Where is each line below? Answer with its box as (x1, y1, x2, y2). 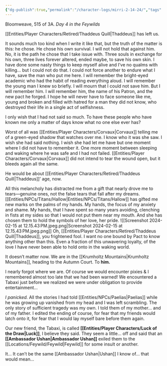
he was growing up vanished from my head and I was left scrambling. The (5, 299, 157, 305)
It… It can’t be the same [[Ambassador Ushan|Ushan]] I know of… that (5, 350, 149, 356)
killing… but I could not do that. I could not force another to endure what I (5, 67, 156, 73)
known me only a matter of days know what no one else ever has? (5, 119, 141, 125)
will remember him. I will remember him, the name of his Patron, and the (5, 88, 153, 94)
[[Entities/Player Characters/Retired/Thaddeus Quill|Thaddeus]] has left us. (5, 30, 160, 36)
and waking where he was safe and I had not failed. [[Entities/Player (5, 150, 145, 156)
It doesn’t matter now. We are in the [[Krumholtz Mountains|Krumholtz (5, 253, 149, 259)
